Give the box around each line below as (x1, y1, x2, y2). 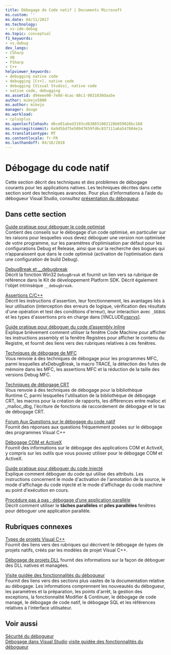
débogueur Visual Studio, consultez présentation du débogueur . (5, 195, 140, 201)
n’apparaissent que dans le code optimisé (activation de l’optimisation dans (5, 250, 163, 257)
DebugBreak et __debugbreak (5, 266, 68, 272)
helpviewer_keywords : (5, 69, 52, 74)
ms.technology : (5, 21, 38, 27)
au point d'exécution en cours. (5, 487, 69, 493)
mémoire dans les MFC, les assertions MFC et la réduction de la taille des (5, 366, 160, 372)
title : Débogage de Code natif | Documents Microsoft (5, 7, 123, 13)
